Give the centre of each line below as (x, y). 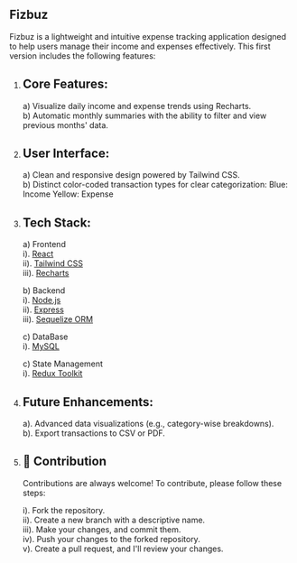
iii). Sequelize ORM (57, 319)
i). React (38, 254)
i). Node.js (42, 300)
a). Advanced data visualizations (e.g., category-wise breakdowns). (148, 424)
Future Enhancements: (88, 402)
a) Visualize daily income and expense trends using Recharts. (137, 106)
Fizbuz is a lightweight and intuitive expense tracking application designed (148, 36)
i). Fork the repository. (64, 510)
